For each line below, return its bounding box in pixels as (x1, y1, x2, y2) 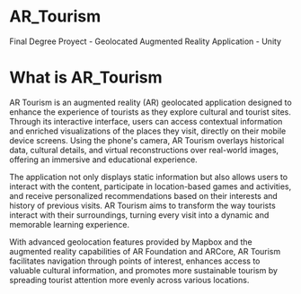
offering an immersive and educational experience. (9, 154, 198, 165)
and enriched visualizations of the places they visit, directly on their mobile (9, 125, 287, 136)
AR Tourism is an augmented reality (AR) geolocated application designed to (9, 97, 292, 108)
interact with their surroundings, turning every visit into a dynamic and (9, 209, 270, 220)
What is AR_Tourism (9, 67, 164, 88)
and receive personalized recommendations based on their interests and (9, 190, 279, 201)
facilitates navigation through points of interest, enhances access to (9, 255, 261, 266)
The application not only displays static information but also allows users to (9, 171, 288, 182)
